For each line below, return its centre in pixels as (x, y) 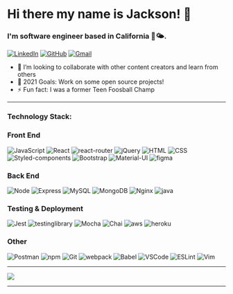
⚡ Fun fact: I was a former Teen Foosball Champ (86, 90)
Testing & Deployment (45, 208)
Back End (23, 176)
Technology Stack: (40, 117)
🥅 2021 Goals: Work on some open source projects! (90, 82)
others (26, 75)
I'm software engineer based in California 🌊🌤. (87, 36)
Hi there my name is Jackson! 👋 (100, 14)
